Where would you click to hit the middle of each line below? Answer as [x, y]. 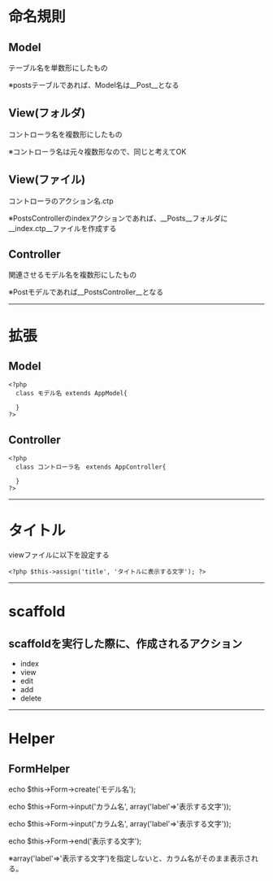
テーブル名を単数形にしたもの [58, 68]
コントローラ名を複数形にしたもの [65, 134]
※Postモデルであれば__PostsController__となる [86, 292]
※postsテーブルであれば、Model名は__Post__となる [94, 85]
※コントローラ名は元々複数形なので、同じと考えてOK [97, 151]
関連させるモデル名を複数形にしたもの [72, 275]
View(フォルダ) [47, 113]
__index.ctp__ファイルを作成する [63, 228]
